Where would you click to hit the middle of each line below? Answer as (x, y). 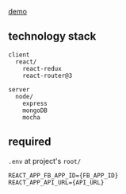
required (30, 142)
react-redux (42, 68)
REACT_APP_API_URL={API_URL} (56, 182)
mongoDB (35, 111)
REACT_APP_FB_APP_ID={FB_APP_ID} (63, 175)
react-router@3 (48, 76)
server (19, 89)
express (35, 103)
